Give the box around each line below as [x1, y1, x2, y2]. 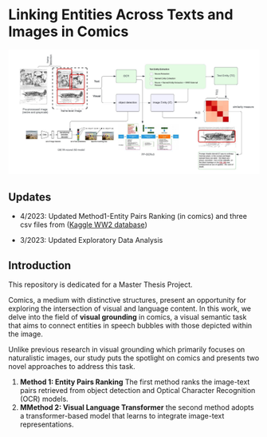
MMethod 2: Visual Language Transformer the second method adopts [19, 403, 254, 412]
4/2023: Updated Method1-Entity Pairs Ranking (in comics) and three [19, 212, 247, 221]
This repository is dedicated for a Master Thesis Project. [8, 280, 193, 289]
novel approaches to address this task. [8, 362, 135, 371]
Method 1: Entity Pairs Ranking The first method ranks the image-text [19, 377, 250, 387]
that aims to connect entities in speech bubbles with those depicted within [8, 321, 253, 331]
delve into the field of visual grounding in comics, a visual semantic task [8, 312, 247, 322]
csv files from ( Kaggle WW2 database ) [19, 220, 147, 229]
